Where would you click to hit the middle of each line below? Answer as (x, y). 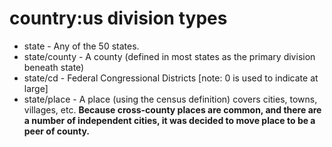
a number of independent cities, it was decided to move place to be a (169, 120)
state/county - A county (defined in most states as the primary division (169, 56)
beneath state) (54, 67)
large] (36, 88)
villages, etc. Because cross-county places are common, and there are (172, 109)
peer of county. (57, 131)
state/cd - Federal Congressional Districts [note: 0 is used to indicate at (171, 78)
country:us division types (118, 18)
